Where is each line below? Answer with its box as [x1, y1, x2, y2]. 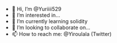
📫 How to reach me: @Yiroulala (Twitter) [11, 31, 112, 37]
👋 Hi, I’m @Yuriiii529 [11, 6, 62, 12]
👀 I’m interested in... [11, 12, 60, 19]
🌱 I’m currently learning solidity [11, 18, 88, 24]
